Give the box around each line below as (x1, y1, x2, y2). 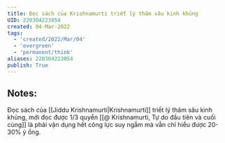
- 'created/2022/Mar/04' (13, 36, 86, 43)
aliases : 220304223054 (7, 56, 73, 62)
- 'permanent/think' (13, 49, 73, 56)
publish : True (7, 62, 49, 69)
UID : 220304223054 (7, 17, 61, 24)
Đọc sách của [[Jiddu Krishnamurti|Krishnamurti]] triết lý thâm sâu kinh (7, 106, 213, 115)
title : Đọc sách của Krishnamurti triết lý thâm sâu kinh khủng (7, 10, 198, 17)
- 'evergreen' (13, 42, 55, 49)
